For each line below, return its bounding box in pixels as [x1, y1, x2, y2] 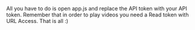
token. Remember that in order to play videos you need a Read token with [6, 11, 189, 18]
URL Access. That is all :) [6, 18, 68, 24]
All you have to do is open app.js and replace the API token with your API [6, 5, 187, 12]
